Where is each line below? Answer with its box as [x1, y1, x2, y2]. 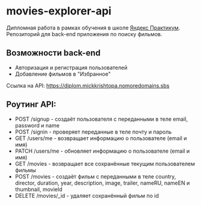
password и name [14, 121, 60, 129]
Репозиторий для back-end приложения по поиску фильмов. [6, 30, 162, 37]
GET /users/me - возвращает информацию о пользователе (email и [14, 134, 187, 142]
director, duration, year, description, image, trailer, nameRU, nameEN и [14, 179, 190, 186]
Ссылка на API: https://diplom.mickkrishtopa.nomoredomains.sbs [6, 82, 170, 89]
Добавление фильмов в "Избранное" [14, 70, 111, 78]
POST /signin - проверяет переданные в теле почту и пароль [14, 128, 172, 135]
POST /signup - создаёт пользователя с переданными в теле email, [14, 115, 188, 123]
